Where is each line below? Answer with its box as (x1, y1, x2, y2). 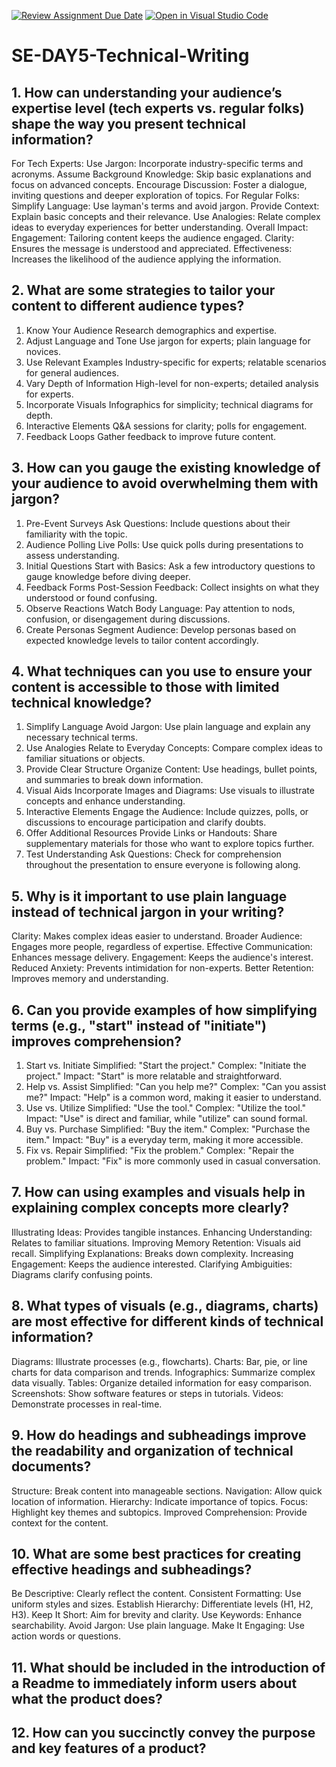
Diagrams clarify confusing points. (11, 1268, 153, 1280)
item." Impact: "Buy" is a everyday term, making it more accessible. (25, 1134, 304, 1146)
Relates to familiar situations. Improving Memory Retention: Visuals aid (11, 1236, 301, 1249)
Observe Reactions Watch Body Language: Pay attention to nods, (25, 602, 296, 614)
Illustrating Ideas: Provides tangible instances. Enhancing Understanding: (11, 1226, 313, 1238)
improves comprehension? (11, 1033, 183, 1050)
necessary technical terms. (25, 731, 138, 744)
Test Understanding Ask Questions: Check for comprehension (25, 848, 282, 860)
